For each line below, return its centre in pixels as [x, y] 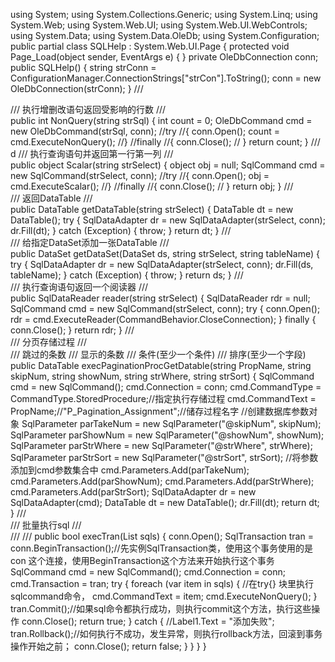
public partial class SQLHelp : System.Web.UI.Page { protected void [150, 46]
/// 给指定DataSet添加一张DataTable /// [90, 242]
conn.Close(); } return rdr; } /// [72, 330]
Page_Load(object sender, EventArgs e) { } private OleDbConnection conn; [164, 57]
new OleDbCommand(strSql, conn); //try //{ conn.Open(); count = [145, 131]
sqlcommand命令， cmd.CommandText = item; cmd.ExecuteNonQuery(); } [164, 596]
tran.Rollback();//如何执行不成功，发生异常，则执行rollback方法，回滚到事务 [166, 633]
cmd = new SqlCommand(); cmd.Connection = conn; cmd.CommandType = [166, 387]
